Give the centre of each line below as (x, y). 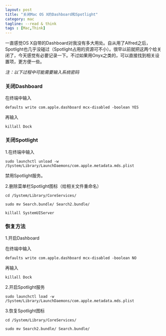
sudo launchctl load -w (30, 297)
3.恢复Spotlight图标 (25, 311)
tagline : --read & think (31, 24)
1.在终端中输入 (20, 152)
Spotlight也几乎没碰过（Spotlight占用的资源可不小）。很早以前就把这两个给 (81, 49)
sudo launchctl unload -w (32, 161)
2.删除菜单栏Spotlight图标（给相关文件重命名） (53, 186)
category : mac (20, 19)
